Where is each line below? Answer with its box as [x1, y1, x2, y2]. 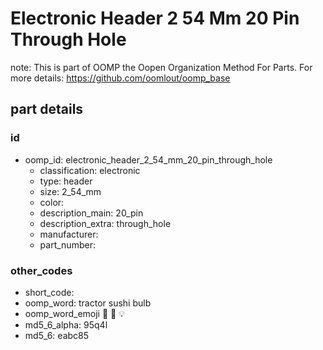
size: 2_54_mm [39, 185, 102, 197]
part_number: [39, 238, 96, 251]
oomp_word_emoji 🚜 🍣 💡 [24, 307, 126, 319]
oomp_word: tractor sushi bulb [24, 297, 152, 309]
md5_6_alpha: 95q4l [24, 318, 108, 331]
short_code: [24, 286, 75, 298]
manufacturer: [39, 228, 99, 240]
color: [39, 196, 65, 208]
